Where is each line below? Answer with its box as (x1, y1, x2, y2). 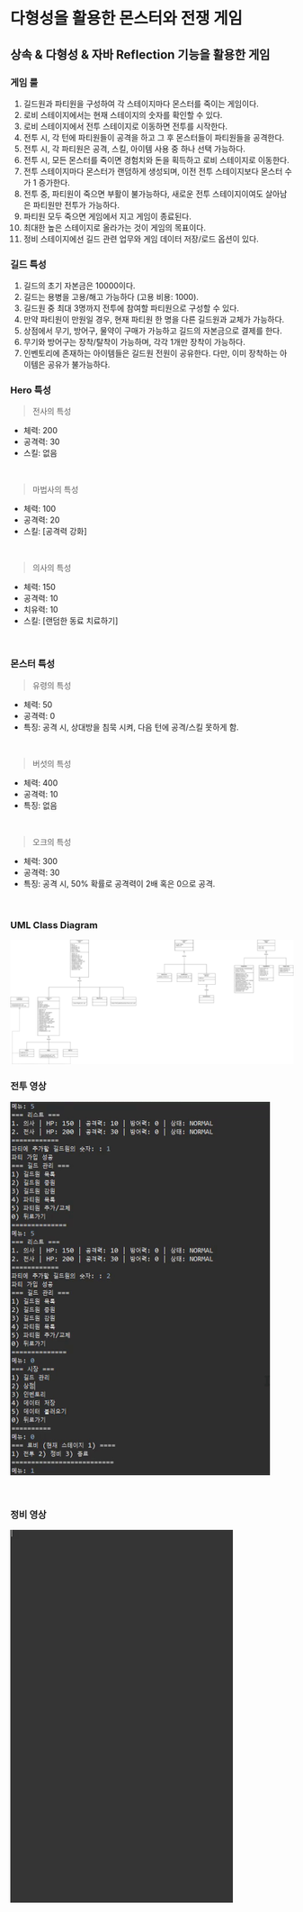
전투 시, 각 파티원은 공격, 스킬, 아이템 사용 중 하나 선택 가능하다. (22, 143, 246, 154)
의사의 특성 (31, 562, 72, 573)
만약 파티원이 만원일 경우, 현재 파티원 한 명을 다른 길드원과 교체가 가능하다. (22, 314, 285, 325)
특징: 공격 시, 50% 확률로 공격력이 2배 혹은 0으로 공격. (22, 878, 216, 888)
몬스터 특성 (10, 658, 56, 670)
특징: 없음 (22, 799, 58, 811)
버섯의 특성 (31, 758, 72, 769)
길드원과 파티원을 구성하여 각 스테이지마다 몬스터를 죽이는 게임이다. (22, 98, 259, 109)
